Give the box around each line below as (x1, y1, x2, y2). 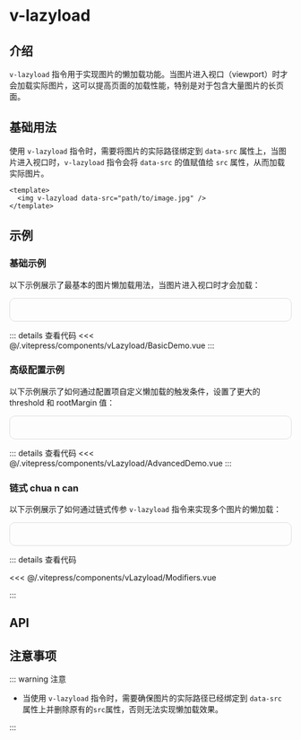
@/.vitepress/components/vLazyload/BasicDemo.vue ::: (9, 340, 215, 351)
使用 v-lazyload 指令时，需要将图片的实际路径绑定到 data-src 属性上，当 (9, 145, 279, 156)
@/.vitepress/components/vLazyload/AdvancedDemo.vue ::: (9, 457, 232, 468)
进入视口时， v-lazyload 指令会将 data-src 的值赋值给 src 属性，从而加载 (16, 156, 286, 167)
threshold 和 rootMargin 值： (9, 396, 116, 408)
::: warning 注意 (9, 674, 67, 684)
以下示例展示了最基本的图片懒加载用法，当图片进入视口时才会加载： (9, 279, 261, 290)
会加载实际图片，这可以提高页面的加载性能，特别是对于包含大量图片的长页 (9, 80, 284, 91)
